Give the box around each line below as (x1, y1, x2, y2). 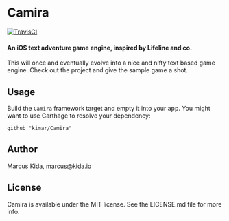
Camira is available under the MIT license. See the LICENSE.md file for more (7, 200, 222, 208)
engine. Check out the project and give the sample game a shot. (7, 66, 189, 74)
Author (7, 143, 38, 156)
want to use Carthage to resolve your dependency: (7, 112, 151, 120)
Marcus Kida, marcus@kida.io (7, 162, 92, 170)
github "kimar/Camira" (7, 125, 72, 131)
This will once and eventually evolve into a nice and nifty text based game (7, 59, 216, 67)
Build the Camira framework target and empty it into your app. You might (7, 104, 210, 112)
